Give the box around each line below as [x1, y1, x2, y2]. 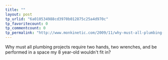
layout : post [5, 12, 32, 17]
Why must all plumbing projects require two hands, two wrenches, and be [5, 44, 157, 50]
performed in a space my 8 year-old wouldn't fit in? [5, 49, 111, 55]
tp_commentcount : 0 [5, 26, 46, 31]
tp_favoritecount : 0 [5, 21, 48, 26]
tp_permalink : [5, 30, 35, 35]
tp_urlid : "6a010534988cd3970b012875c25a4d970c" [5, 16, 108, 21]
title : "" [5, 7, 26, 12]
